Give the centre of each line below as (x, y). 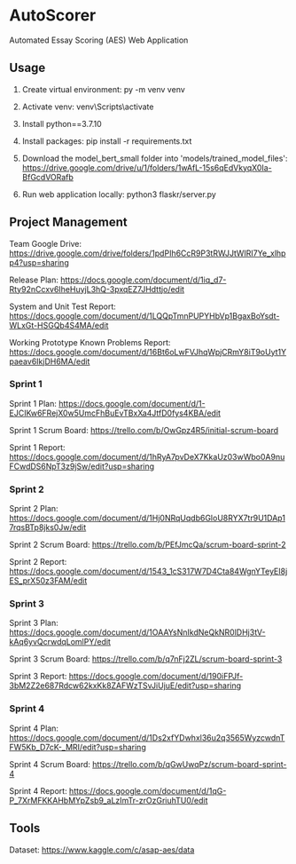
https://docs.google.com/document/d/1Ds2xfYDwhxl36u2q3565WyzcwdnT (147, 737)
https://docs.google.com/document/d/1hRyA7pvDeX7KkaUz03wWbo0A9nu (147, 456)
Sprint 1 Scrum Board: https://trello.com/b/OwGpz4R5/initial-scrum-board (144, 430)
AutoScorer (53, 16)
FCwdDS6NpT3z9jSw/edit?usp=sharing (82, 466)
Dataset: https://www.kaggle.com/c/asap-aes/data (102, 850)
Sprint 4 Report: (39, 790)
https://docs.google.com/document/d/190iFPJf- (156, 677)
